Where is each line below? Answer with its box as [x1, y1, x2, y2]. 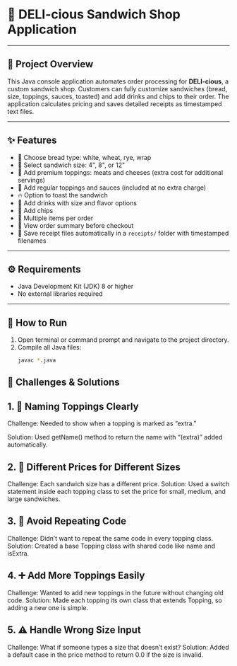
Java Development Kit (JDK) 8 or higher [17, 282, 134, 291]
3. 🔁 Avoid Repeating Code [7, 515, 127, 527]
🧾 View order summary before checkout [17, 221, 134, 229]
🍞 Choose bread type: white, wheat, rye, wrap [17, 153, 152, 161]
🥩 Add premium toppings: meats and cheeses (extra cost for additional [17, 168, 224, 176]
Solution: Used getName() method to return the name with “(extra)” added [7, 433, 223, 442]
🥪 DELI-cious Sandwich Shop [7, 6, 181, 23]
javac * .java [17, 357, 56, 364]
